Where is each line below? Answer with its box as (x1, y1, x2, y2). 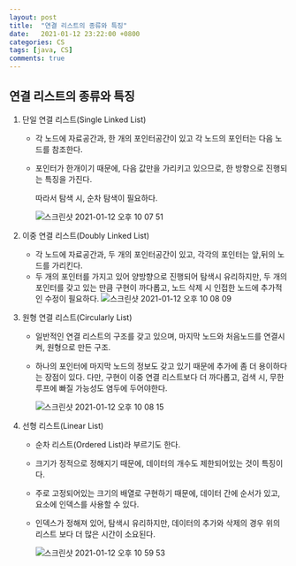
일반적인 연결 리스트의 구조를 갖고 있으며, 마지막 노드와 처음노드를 (34, 331, 262, 341)
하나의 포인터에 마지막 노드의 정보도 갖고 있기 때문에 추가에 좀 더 (34, 360, 257, 371)
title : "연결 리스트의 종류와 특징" (9, 21, 128, 30)
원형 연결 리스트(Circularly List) (21, 311, 133, 323)
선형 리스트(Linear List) (21, 420, 104, 431)
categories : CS (9, 37, 65, 47)
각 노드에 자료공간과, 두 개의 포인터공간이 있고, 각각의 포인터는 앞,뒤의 (34, 249, 276, 259)
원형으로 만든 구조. (47, 341, 111, 352)
